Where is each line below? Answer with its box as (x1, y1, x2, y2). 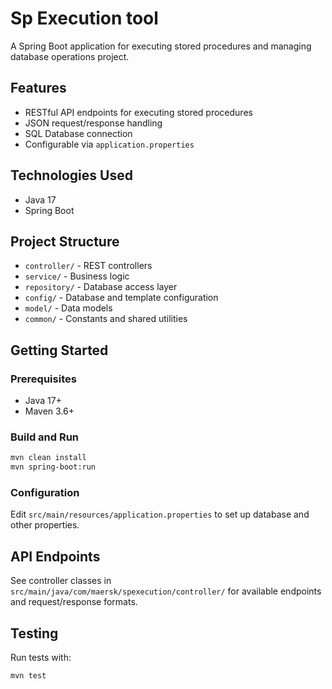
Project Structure (10, 233, 120, 250)
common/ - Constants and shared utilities (24, 313, 188, 325)
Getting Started (10, 342, 109, 359)
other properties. (10, 519, 80, 531)
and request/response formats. (10, 596, 138, 608)
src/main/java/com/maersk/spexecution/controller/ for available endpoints (10, 585, 322, 597)
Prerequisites (10, 372, 77, 386)
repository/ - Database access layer (24, 281, 178, 293)
